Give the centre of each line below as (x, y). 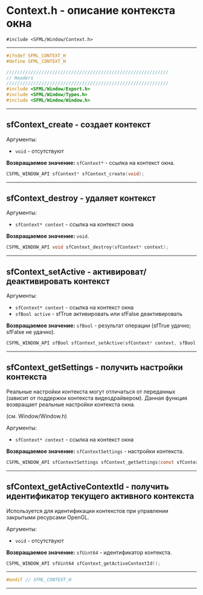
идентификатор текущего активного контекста (100, 496)
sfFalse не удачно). (31, 332)
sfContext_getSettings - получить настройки (95, 368)
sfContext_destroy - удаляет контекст (81, 198)
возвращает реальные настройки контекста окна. (71, 404)
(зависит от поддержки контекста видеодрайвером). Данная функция (97, 398)
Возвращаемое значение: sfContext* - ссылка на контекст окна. (91, 162)
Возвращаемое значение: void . (48, 236)
